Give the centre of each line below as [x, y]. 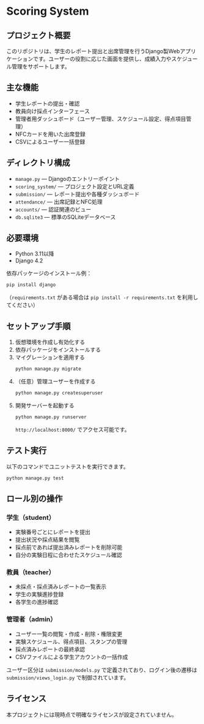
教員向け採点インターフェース [53, 111]
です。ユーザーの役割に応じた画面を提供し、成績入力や [102, 59]
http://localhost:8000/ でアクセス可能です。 [72, 429]
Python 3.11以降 [35, 254]
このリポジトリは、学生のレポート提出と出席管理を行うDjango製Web [93, 51]
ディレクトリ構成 [38, 163]
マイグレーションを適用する [50, 357]
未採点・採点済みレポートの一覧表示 [61, 587]
